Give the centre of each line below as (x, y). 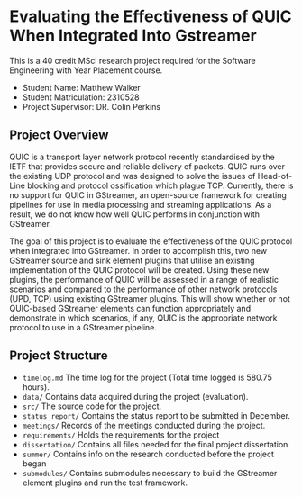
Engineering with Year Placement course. (86, 70)
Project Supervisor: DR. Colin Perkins (91, 106)
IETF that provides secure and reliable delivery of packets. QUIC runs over (147, 166)
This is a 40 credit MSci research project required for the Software (133, 60)
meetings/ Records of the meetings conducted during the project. (144, 425)
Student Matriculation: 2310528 (81, 97)
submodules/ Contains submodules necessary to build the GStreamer (150, 473)
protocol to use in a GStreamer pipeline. (83, 327)
